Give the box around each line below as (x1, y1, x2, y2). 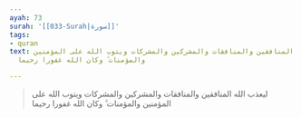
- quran (9, 38, 39, 48)
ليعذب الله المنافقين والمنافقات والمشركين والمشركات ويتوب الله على (31, 88, 268, 99)
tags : (9, 30, 30, 39)
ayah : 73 (9, 13, 43, 23)
